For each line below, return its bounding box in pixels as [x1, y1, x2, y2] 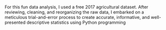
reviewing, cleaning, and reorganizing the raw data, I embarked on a [4, 9, 145, 15]
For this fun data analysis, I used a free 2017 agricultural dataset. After [4, 4, 149, 10]
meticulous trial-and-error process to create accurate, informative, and [4, 15, 150, 20]
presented [4, 19, 26, 25]
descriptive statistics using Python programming [26, 19, 126, 25]
